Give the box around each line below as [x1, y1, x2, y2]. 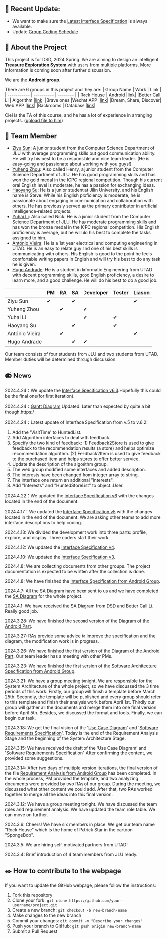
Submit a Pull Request [12, 928, 58, 934]
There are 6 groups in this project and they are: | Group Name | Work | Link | [5, 86, 162, 92]
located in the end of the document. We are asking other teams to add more [5, 514, 161, 520]
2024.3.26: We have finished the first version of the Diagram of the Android [5, 648, 160, 654]
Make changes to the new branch [12, 912, 81, 918]
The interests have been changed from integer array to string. [12, 472, 139, 478]
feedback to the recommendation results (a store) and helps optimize [12, 445, 155, 451]
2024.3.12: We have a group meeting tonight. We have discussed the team [5, 801, 157, 807]
